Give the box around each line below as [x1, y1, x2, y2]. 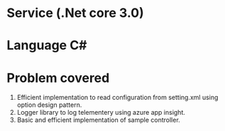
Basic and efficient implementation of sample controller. [16, 115, 180, 125]
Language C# [6, 38, 87, 54]
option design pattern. [16, 101, 82, 109]
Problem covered [6, 69, 110, 86]
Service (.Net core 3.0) [6, 5, 144, 21]
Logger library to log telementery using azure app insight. [16, 108, 185, 117]
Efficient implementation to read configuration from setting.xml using [16, 93, 219, 102]
